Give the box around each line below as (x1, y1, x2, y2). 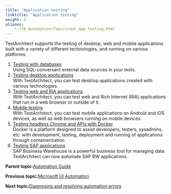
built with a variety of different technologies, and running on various (5, 46, 148, 52)
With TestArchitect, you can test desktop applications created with (12, 78, 153, 84)
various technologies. (12, 83, 59, 89)
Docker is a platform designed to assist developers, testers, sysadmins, (12, 126, 163, 133)
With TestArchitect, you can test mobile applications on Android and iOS (12, 110, 165, 116)
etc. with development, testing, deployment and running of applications (12, 132, 163, 138)
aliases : (5, 21, 24, 27)
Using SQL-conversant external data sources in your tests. (12, 67, 136, 73)
